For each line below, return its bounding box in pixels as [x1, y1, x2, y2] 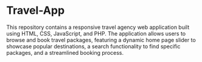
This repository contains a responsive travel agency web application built [6, 23, 190, 31]
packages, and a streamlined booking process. [6, 49, 124, 56]
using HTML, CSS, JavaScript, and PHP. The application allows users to [6, 29, 186, 37]
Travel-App [6, 4, 65, 17]
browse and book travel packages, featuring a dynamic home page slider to [6, 36, 196, 43]
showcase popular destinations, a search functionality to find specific [6, 43, 181, 50]
